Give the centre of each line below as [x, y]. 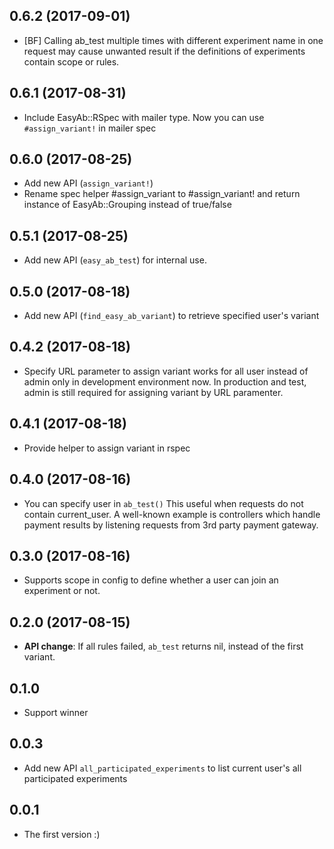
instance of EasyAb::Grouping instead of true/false [127, 205]
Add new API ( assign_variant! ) [88, 183]
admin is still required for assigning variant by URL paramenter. [153, 392]
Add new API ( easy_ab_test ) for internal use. [115, 260]
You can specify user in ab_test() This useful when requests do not [163, 503]
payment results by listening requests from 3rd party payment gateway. [171, 525]
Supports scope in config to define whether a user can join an [151, 580]
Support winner [56, 712]
